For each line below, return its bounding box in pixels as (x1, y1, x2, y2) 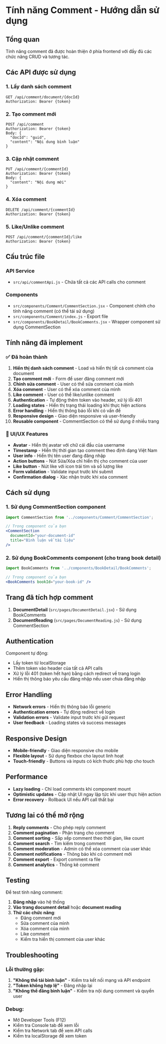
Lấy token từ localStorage (12, 660, 66, 666)
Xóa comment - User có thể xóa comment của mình (12, 386, 121, 392)
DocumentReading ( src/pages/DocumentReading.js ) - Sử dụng (12, 617, 142, 623)
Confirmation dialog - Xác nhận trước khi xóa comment (12, 474, 128, 480)
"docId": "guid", (10, 135, 46, 140)
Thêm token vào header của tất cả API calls (12, 665, 103, 671)
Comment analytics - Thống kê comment (12, 861, 99, 868)
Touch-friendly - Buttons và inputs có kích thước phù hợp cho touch (12, 758, 155, 764)
